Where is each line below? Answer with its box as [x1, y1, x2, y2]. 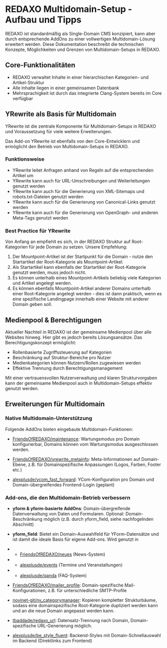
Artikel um [12, 172, 34, 178]
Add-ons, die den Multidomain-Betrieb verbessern [5, 494, 131, 501]
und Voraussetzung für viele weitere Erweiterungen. [5, 128, 112, 134]
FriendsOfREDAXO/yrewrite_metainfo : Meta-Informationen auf [12, 456, 141, 462]
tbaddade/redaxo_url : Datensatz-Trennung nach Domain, [12, 617, 130, 623]
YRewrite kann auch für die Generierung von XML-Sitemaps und [12, 188, 145, 194]
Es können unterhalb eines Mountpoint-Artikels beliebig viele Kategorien [12, 275, 161, 281]
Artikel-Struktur [12, 79, 45, 85]
